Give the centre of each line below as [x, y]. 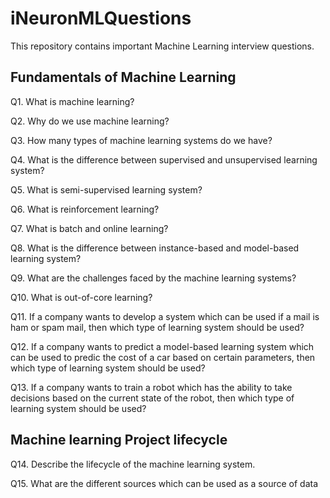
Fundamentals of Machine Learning [123, 77]
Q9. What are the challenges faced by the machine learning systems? [153, 278]
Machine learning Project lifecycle [119, 440]
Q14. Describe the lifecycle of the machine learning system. [133, 464]
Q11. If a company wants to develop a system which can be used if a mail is [165, 316]
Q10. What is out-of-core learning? [81, 297]
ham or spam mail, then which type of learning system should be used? [157, 327]
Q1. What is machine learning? [72, 101]
